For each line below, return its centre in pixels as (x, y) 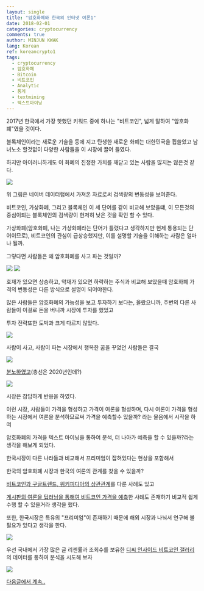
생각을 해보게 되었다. (31, 445)
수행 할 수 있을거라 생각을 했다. (43, 504)
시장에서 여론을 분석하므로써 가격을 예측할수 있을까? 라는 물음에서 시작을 (104, 416)
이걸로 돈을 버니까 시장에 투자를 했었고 (68, 310)
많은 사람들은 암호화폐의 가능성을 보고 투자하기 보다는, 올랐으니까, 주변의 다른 (98, 302)
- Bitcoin (24, 74)
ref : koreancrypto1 (31, 52)
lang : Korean (23, 46)
